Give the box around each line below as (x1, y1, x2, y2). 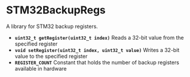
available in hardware (14, 65, 67, 72)
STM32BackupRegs (6, 3, 106, 17)
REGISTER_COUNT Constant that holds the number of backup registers (14, 59, 179, 66)
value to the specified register (14, 52, 88, 60)
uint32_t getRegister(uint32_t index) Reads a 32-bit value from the (14, 34, 184, 41)
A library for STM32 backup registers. (6, 23, 99, 30)
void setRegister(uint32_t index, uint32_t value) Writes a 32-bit (14, 46, 180, 53)
